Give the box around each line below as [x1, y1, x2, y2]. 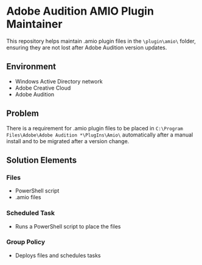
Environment [6, 62, 57, 72]
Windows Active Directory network [15, 77, 103, 85]
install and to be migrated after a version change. [6, 137, 130, 144]
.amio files [15, 194, 41, 201]
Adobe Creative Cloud [15, 84, 71, 91]
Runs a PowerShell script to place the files [15, 222, 121, 230]
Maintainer [6, 17, 63, 31]
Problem [6, 108, 40, 119]
